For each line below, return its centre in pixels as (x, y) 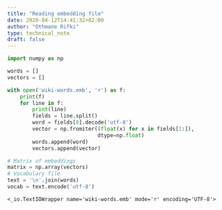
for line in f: (42, 103)
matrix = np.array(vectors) (48, 168)
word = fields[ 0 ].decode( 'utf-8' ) (82, 122)
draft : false (26, 40)
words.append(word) (61, 142)
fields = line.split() (65, 116)
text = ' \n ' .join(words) (43, 180)
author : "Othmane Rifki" (43, 26)
